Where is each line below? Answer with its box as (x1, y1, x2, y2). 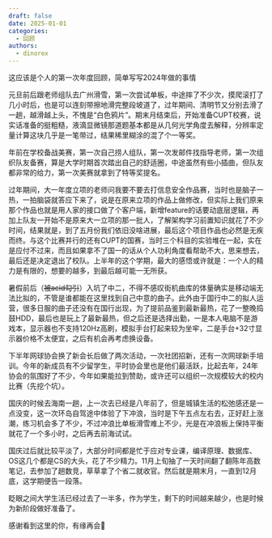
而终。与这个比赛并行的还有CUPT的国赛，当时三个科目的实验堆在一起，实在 (8, 235, 262, 245)
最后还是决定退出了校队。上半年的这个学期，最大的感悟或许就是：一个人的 (8, 256, 257, 265)
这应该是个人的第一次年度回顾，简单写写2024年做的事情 (8, 73, 197, 82)
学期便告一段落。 (29, 477, 87, 485)
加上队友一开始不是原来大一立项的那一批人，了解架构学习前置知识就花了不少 (8, 215, 264, 225)
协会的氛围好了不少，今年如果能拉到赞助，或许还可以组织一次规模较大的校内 (8, 371, 264, 380)
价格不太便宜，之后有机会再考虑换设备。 (22, 333, 158, 343)
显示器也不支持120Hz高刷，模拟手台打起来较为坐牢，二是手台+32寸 (29, 324, 256, 333)
